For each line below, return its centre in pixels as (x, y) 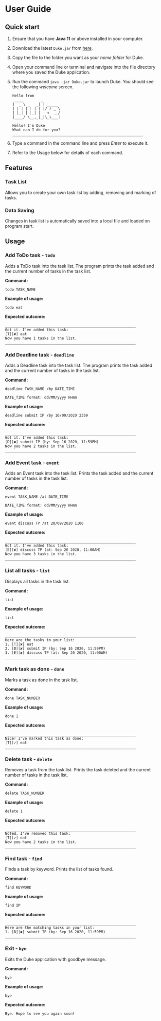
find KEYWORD (18, 888)
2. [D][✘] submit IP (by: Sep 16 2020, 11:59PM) (55, 648)
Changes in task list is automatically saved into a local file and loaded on (78, 221)
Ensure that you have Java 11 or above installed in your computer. (78, 39)
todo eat (14, 307)
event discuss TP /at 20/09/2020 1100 (44, 523)
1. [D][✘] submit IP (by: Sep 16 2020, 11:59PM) (55, 932)
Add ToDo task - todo (30, 255)
